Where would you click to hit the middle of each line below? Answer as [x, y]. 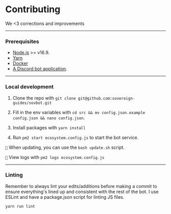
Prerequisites [22, 41]
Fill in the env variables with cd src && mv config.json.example [79, 112]
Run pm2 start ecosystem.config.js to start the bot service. [76, 137]
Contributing [33, 9]
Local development [30, 87]
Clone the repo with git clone [44, 98]
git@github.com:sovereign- [107, 98]
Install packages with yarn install [49, 127]
